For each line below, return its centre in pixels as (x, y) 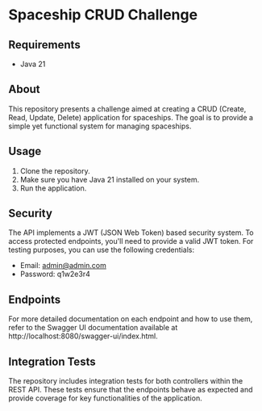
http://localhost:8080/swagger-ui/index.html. (83, 336)
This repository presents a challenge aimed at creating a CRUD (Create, (127, 109)
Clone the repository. (55, 170)
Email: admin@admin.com (63, 266)
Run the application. (53, 188)
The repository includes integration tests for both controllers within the (126, 381)
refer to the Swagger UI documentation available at (93, 328)
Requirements (44, 45)
